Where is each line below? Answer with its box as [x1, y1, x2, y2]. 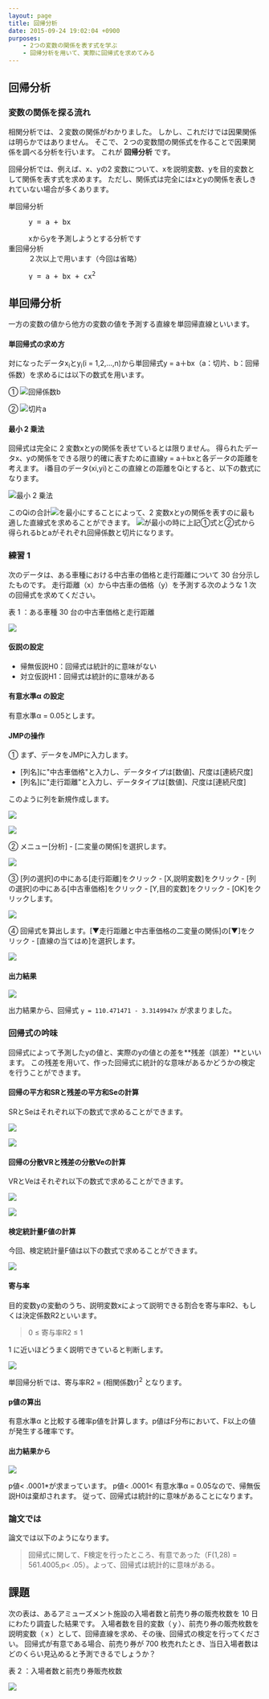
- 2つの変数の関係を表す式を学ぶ [22, 42, 118, 50]
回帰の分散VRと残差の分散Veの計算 [8, 1157, 126, 1166]
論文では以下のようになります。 [8, 1532, 114, 1542]
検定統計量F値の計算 [8, 1226, 76, 1236]
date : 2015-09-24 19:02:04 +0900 [8, 27, 120, 35]
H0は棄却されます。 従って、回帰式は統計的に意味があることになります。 [14, 1491, 257, 1500]
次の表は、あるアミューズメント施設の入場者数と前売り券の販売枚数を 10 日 [8, 1608, 259, 1618]
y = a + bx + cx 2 [28, 269, 96, 281]
